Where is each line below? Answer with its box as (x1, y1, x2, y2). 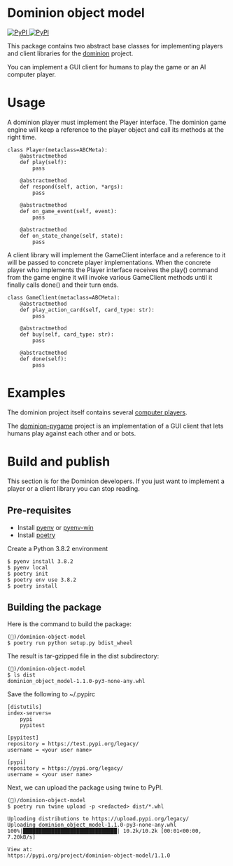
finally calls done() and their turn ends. (7, 280, 119, 289)
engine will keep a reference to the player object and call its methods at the (7, 125, 224, 134)
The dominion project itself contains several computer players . (7, 408, 188, 417)
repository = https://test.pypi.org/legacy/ (7, 740, 139, 747)
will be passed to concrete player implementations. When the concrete (7, 258, 211, 266)
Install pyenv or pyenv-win (17, 523, 94, 532)
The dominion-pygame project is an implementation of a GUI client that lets (7, 421, 224, 430)
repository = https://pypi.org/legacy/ (7, 765, 124, 772)
